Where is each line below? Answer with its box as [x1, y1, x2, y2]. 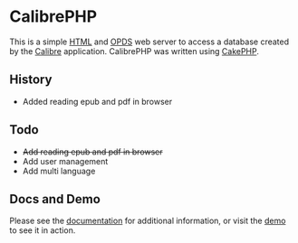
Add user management [22, 155, 109, 166]
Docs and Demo [9, 192, 101, 207]
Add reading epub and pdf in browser [22, 146, 163, 157]
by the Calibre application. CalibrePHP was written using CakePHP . [9, 45, 260, 56]
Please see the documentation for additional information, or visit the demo [9, 215, 286, 227]
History [9, 72, 53, 88]
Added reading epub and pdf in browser [22, 96, 173, 107]
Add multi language [22, 165, 96, 176]
